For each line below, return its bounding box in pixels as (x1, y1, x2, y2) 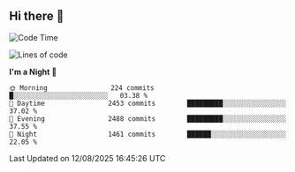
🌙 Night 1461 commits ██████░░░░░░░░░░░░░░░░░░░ (9, 130, 287, 138)
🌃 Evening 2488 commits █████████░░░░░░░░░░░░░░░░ (9, 114, 287, 123)
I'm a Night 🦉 (9, 66, 57, 77)
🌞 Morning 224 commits (9, 83, 155, 93)
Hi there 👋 (9, 9, 64, 24)
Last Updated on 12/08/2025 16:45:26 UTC (9, 153, 166, 163)
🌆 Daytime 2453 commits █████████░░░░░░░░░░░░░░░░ (9, 99, 287, 108)
